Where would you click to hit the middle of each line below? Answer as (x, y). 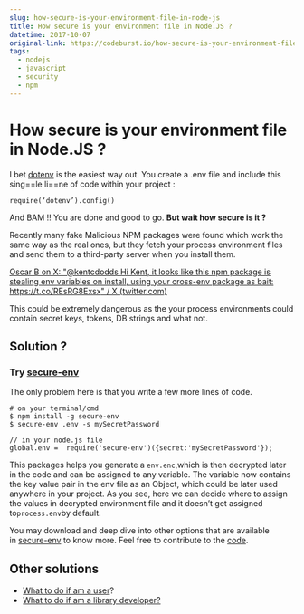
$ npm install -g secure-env (64, 417)
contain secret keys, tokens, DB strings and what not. (109, 318)
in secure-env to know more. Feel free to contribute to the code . (129, 541)
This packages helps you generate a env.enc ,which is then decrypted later (148, 465)
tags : (19, 52)
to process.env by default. (55, 513)
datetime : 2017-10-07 (50, 34)
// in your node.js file (56, 440)
